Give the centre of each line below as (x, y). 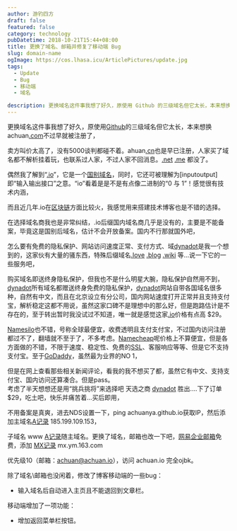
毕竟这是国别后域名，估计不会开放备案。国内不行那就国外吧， (109, 231)
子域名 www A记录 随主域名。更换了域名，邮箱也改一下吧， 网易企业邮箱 (111, 436)
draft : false (26, 21)
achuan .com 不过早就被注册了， (53, 136)
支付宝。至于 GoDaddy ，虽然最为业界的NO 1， (74, 356)
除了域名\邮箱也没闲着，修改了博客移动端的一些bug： (85, 475)
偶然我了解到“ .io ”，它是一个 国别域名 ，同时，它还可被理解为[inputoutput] (113, 175)
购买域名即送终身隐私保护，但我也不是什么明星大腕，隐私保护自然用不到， (115, 279)
